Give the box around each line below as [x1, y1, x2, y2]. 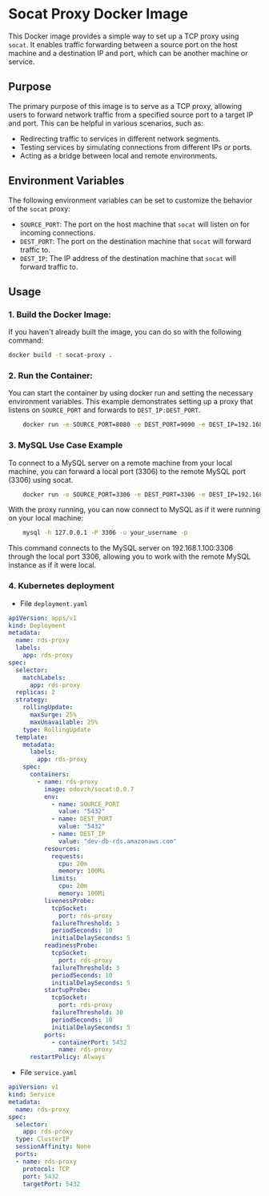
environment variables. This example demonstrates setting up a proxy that [8, 397, 254, 407]
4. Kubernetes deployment [8, 580, 114, 592]
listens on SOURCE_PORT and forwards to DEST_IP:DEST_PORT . [8, 405, 201, 415]
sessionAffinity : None [15, 1142, 91, 1151]
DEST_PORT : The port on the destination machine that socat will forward [19, 236, 252, 246]
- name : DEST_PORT [50, 815, 113, 823]
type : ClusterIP [15, 1135, 70, 1143]
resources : [43, 845, 81, 853]
